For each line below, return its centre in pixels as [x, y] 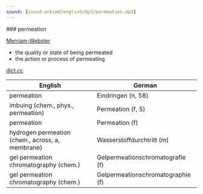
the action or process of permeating [60, 58]
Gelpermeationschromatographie [144, 174]
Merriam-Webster [28, 40]
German [145, 85]
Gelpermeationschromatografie [141, 157]
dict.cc [15, 70]
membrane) [26, 147]
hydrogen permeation [40, 132]
